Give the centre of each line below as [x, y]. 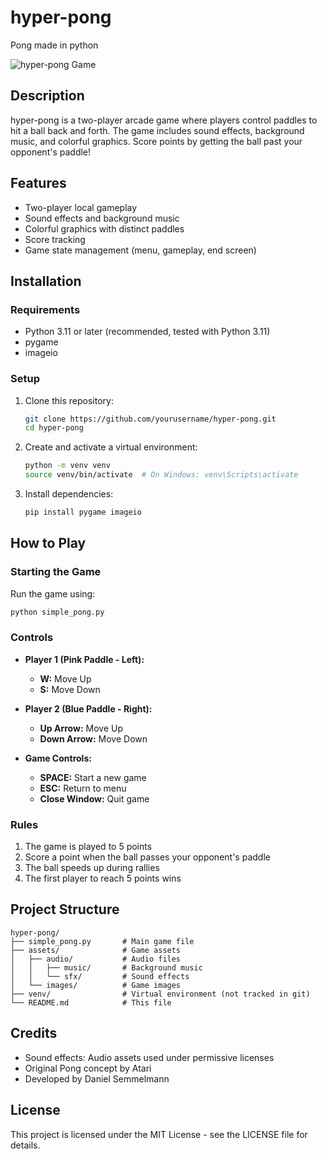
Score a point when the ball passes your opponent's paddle [147, 857]
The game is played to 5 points [88, 847]
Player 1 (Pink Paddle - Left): [84, 659]
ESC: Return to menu [83, 788]
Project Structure [65, 909]
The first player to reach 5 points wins [103, 878]
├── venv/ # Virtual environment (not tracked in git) [160, 994]
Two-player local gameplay [81, 207]
